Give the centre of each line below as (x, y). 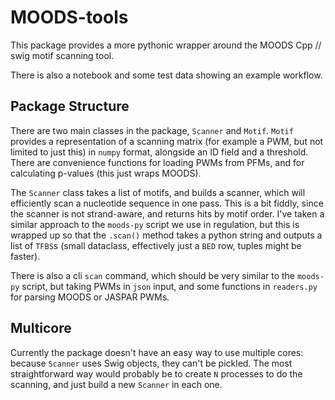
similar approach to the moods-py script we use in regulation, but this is (155, 224)
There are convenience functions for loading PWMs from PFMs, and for (157, 162)
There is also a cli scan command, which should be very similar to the (152, 275)
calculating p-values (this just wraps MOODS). (106, 173)
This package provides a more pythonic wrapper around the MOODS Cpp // (166, 45)
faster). (25, 256)
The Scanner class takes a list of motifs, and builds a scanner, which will (158, 192)
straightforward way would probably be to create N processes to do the (156, 373)
